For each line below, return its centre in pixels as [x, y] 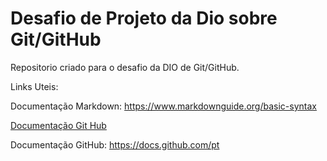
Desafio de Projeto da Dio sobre [144, 18]
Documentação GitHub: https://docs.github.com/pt [115, 144]
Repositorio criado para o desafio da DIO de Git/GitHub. [125, 67]
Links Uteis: [34, 86]
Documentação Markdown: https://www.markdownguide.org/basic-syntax [163, 106]
